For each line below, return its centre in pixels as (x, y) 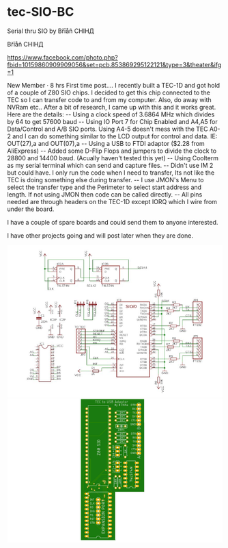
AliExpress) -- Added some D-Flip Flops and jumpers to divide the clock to (112, 151)
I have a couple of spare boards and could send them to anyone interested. (113, 222)
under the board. (31, 209)
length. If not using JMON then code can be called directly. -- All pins (105, 194)
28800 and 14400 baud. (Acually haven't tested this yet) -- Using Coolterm (113, 158)
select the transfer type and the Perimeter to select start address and (104, 187)
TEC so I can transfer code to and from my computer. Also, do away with (109, 99)
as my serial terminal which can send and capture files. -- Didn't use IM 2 (110, 165)
